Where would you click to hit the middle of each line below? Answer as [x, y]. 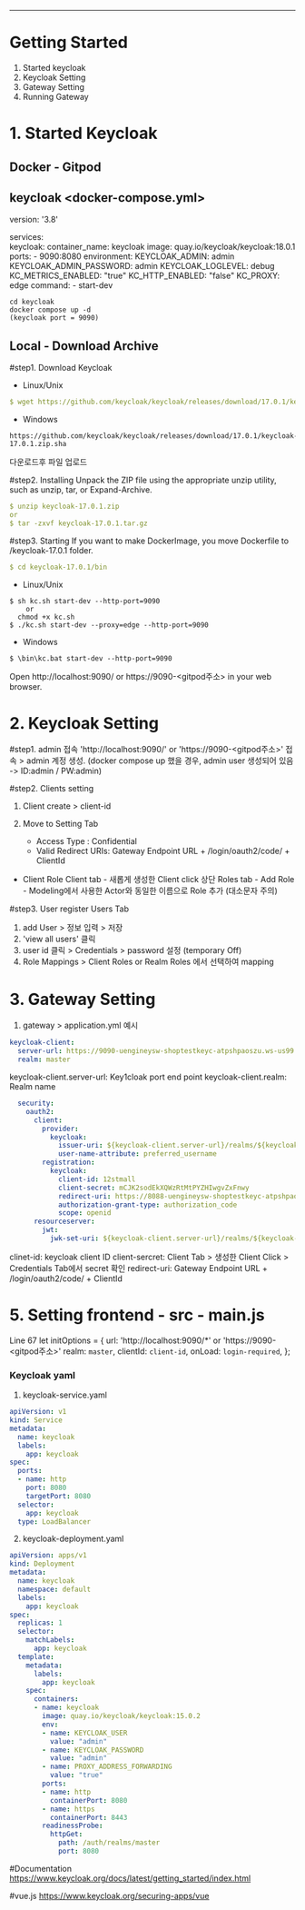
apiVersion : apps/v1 [49, 1556]
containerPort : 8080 [89, 1800]
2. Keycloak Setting [84, 723]
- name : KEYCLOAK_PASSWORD [93, 1750]
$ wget [22, 402]
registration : [69, 1163]
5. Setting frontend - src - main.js [137, 1315]
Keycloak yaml [42, 1375]
